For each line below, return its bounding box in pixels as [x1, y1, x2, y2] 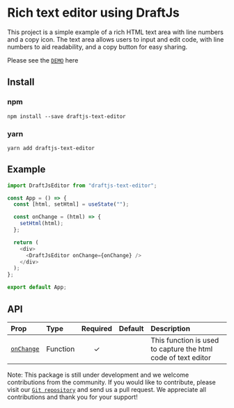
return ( [13, 238, 39, 246]
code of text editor [150, 352, 211, 362]
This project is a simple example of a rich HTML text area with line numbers [7, 28, 224, 36]
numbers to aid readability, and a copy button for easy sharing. [7, 42, 188, 51]
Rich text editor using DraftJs [7, 5, 180, 21]
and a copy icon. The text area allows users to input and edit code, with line [7, 35, 224, 43]
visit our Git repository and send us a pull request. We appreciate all [7, 385, 207, 393]
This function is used [150, 335, 219, 345]
